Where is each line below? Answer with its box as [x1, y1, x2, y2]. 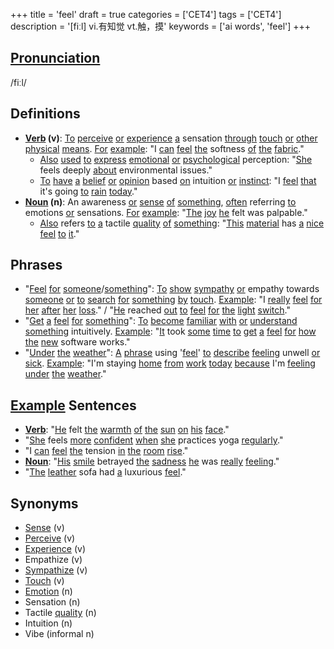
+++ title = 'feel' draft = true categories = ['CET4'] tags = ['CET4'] [10, 9, 282, 20]
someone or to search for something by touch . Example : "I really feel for [24, 294, 323, 306]
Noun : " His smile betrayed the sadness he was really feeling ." [24, 455, 280, 468]
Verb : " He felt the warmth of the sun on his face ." [24, 424, 230, 436]
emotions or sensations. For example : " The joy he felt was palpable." [24, 206, 308, 218]
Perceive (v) [24, 532, 76, 544]
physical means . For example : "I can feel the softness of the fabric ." [24, 142, 305, 154]
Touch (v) [24, 575, 65, 587]
